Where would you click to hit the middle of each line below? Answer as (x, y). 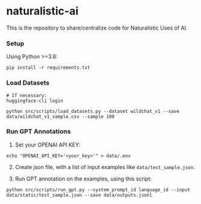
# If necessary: (27, 95)
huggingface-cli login (35, 101)
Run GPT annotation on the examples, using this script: (83, 179)
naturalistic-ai (42, 11)
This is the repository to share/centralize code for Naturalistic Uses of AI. (97, 28)
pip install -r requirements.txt (48, 68)
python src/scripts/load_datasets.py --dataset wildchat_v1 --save (93, 111)
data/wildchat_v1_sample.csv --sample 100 (60, 116)
